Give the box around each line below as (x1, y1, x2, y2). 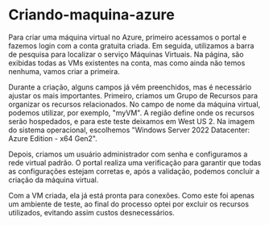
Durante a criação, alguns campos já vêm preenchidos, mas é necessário (8, 82, 252, 92)
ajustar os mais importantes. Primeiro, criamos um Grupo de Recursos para (8, 90, 259, 100)
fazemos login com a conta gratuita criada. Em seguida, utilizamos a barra (8, 40, 255, 50)
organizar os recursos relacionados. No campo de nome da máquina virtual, (8, 99, 261, 109)
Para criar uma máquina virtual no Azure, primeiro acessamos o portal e (8, 32, 247, 42)
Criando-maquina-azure (8, 6, 175, 24)
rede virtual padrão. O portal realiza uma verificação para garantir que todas (8, 157, 262, 167)
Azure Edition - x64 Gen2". (8, 133, 98, 143)
